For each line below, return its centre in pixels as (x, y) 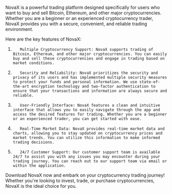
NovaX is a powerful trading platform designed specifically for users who (83, 7)
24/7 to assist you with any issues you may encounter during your (86, 157)
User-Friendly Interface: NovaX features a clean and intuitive (90, 105)
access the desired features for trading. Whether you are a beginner (90, 114)
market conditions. (34, 63)
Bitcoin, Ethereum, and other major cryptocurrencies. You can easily (90, 54)
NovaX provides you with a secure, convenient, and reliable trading (76, 24)
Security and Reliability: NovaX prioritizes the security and (89, 73)
